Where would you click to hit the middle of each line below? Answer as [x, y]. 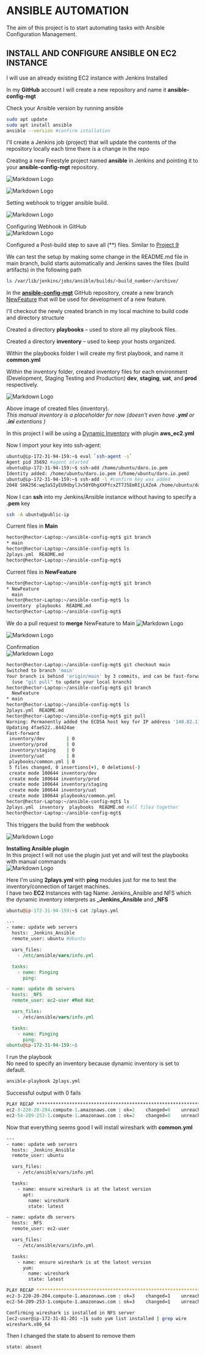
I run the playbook [29, 1057]
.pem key [18, 503]
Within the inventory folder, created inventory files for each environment [97, 372]
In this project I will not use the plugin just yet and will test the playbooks [97, 855]
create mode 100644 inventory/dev [53, 773]
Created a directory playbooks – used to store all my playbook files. [92, 330]
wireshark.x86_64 [28, 1324]
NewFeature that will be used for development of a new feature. [86, 299]
